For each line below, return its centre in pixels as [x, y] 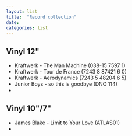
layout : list [22, 11]
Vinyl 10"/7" [29, 109]
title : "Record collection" [41, 17]
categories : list [27, 28]
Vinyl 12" [23, 51]
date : [13, 22]
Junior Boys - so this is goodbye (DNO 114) [66, 84]
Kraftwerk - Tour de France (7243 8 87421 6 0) [70, 72]
